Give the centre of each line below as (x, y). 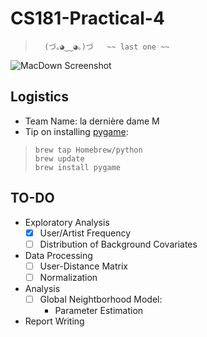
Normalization (68, 277)
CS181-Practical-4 (87, 18)
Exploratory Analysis (67, 222)
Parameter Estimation (99, 310)
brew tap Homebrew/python (88, 150)
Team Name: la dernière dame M (92, 121)
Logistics (39, 97)
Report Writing (54, 321)
